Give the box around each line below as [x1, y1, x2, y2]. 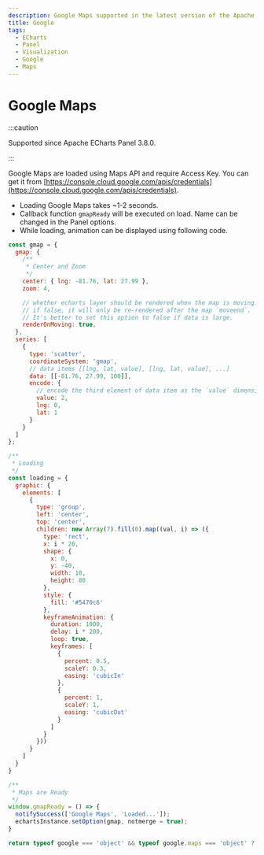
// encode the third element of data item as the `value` [36, 387, 230, 394]
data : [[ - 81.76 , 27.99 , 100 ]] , [28, 372, 132, 380]
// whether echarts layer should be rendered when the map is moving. [22, 298, 258, 307]
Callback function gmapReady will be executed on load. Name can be [19, 209, 238, 218]
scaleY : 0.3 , [64, 664, 108, 672]
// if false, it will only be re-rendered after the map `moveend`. [22, 306, 251, 314]
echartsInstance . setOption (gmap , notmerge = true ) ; [15, 818, 189, 826]
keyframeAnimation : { [42, 613, 114, 621]
